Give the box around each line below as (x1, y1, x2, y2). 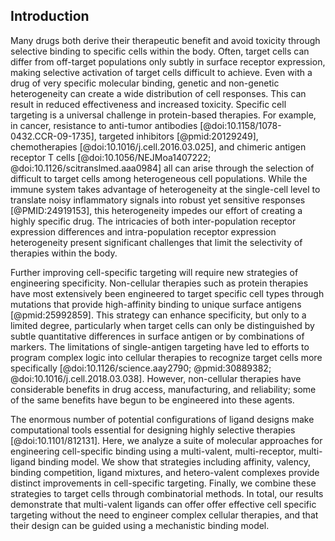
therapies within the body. (10, 247, 118, 259)
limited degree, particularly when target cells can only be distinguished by (10, 319, 315, 331)
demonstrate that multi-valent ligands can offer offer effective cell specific (10, 498, 317, 510)
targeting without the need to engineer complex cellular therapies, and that (10, 509, 319, 521)
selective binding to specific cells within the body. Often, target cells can (10, 45, 310, 57)
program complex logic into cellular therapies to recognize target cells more (10, 351, 323, 363)
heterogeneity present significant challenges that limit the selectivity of (10, 236, 303, 248)
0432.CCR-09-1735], (10, 130, 97, 142)
